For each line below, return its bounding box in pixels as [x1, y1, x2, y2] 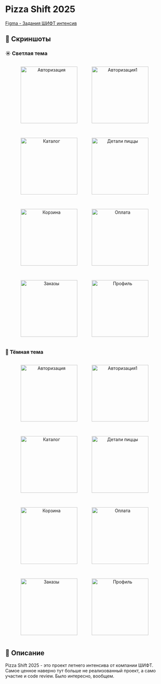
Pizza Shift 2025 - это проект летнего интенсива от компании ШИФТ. [5, 662, 153, 668]
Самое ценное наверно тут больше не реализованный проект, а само [5, 667, 156, 673]
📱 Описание [5, 649, 45, 657]
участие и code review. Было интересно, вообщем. [5, 673, 115, 679]
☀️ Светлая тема [5, 50, 48, 57]
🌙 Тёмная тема [5, 348, 44, 355]
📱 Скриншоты [5, 35, 51, 43]
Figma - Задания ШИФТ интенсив [5, 20, 77, 26]
